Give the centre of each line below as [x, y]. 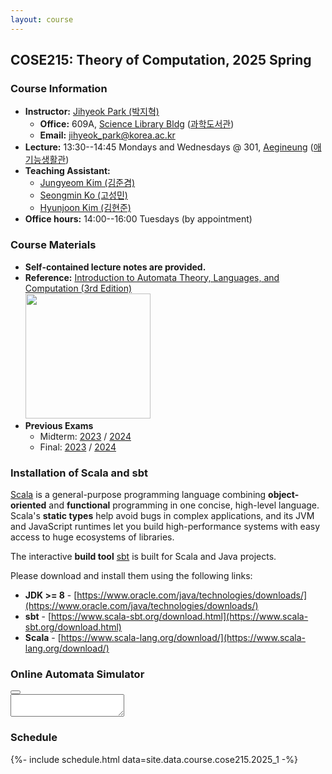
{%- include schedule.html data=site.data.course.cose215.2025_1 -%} [154, 759]
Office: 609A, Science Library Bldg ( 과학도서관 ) [137, 124]
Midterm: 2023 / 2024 [85, 436]
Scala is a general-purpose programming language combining [138, 494]
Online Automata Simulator [77, 674]
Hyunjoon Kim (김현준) [85, 208]
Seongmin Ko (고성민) [83, 195]
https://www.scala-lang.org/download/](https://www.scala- [183, 637]
